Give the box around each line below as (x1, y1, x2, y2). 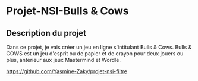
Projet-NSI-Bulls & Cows (6, 4, 129, 18)
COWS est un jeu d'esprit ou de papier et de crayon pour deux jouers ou (6, 50, 184, 57)
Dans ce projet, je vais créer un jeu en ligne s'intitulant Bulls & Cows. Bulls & (6, 43, 192, 51)
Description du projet (6, 28, 87, 38)
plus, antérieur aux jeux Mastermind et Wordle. (6, 57, 121, 63)
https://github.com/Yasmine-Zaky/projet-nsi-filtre (6, 68, 128, 75)
